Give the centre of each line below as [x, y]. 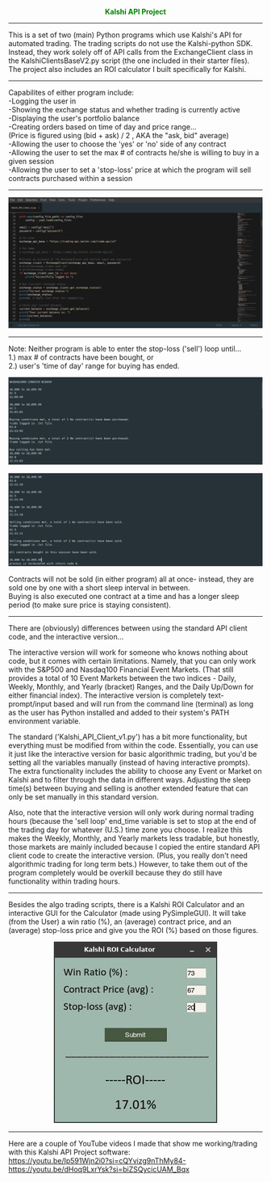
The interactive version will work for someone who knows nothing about [128, 652]
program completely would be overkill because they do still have [115, 873]
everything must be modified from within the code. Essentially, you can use [133, 745]
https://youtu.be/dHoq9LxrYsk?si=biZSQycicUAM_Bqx [99, 1169]
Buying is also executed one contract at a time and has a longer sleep [124, 597]
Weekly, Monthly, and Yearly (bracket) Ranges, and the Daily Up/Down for [131, 687]
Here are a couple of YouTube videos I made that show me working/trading [133, 1144]
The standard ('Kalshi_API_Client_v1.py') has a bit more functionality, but [128, 737]
